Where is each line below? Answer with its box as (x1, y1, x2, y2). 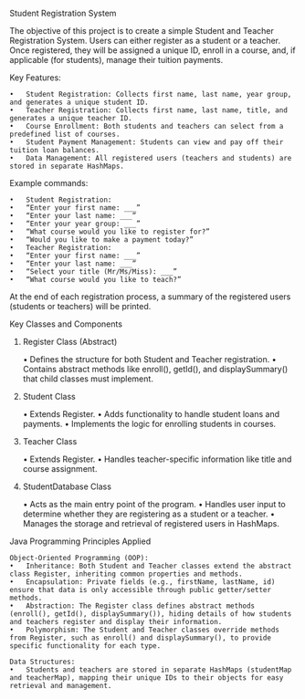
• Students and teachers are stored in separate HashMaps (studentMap (9, 665, 292, 674)
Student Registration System (9, 8, 117, 18)
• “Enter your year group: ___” (9, 219, 142, 228)
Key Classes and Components (9, 318, 123, 329)
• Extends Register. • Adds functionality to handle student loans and (22, 409, 280, 419)
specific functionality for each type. (9, 642, 162, 651)
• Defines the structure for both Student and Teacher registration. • (22, 354, 277, 364)
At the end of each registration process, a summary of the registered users (9, 291, 291, 302)
